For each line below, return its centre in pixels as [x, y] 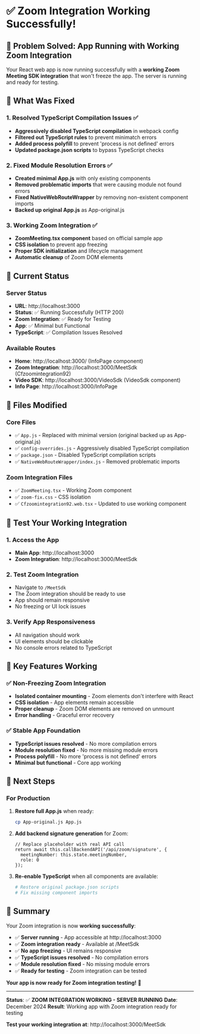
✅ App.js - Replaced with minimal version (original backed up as [94, 435]
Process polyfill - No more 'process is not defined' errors [85, 756]
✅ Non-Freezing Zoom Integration [56, 683]
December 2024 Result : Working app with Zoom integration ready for [92, 1006]
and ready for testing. [33, 82]
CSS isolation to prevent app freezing [61, 245]
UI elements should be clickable [54, 641]
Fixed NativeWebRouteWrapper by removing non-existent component [101, 197]
